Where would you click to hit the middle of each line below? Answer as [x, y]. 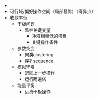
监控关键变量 [37, 30]
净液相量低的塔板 [49, 36]
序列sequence [39, 61]
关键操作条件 [45, 42]
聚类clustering [39, 54]
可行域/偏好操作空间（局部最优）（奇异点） [53, 11]
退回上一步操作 [40, 73]
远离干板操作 [37, 91]
